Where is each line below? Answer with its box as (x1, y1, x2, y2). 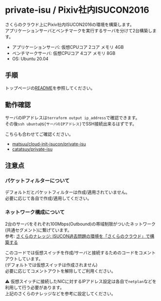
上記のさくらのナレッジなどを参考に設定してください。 (5, 290, 116, 296)
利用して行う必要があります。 (5, 284, 65, 290)
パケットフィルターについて (5, 177, 70, 184)
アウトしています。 (5, 256, 43, 261)
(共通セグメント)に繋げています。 (5, 227, 72, 233)
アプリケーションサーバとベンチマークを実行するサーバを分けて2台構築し (5, 27, 152, 33)
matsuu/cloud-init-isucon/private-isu (12, 141, 86, 147)
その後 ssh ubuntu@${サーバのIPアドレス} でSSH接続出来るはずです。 (5, 121, 137, 127)
